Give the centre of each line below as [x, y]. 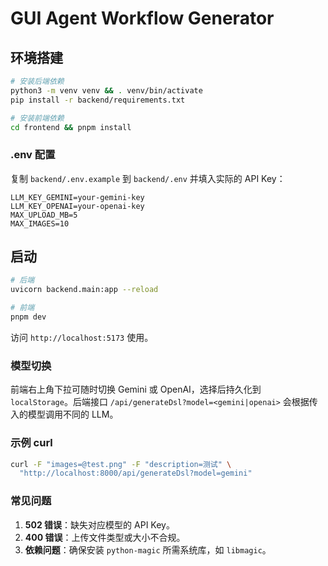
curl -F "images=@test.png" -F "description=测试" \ [121, 464]
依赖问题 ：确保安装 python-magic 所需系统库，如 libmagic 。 [148, 549]
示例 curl [31, 443]
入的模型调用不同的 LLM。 [64, 414]
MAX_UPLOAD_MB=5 [44, 215]
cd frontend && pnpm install [71, 127]
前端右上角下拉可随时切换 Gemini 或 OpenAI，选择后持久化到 [136, 389]
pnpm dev [28, 317]
